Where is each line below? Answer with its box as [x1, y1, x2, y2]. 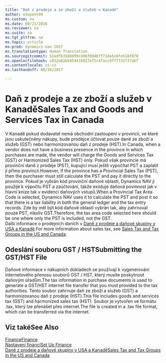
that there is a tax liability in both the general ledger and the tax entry [5, 199, 146, 205]
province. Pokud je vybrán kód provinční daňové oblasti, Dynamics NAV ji [5, 178, 155, 184]
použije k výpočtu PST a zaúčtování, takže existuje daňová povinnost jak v [5, 183, 157, 189]
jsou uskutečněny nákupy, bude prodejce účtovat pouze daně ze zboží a [5, 136, 154, 142]
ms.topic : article [5, 40, 43, 45]
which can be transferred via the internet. [5, 309, 90, 315]
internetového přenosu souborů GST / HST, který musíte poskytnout [5, 272, 145, 277]
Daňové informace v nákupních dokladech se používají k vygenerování [5, 267, 150, 272]
